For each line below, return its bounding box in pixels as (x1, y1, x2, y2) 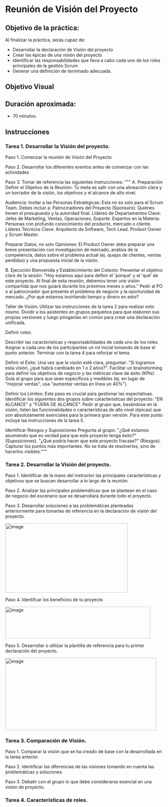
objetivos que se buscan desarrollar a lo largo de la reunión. (5, 478, 129, 484)
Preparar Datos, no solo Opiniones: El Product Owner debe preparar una (5, 241, 154, 247)
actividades (5, 169, 29, 175)
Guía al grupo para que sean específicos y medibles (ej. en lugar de (5, 375, 145, 381)
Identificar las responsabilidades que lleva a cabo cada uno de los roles (12, 57, 160, 63)
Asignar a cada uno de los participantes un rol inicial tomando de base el (5, 344, 155, 350)
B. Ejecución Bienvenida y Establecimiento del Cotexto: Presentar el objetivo (5, 267, 163, 273)
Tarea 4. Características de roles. (5, 796, 88, 803)
